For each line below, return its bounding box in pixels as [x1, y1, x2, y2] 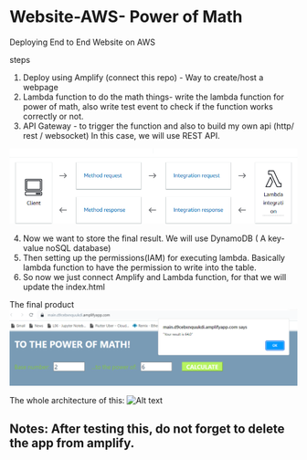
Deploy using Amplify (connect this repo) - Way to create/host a [22, 71, 264, 83]
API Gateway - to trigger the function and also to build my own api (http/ [22, 120, 295, 131]
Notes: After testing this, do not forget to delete [9, 422, 285, 437]
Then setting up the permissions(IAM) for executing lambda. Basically [22, 252, 286, 263]
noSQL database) [45, 242, 111, 253]
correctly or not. [22, 110, 84, 121]
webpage [22, 81, 59, 92]
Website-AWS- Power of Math [9, 6, 243, 27]
